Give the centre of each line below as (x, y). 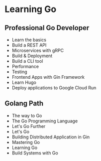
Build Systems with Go (35, 153)
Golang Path (24, 104)
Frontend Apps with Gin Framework (48, 77)
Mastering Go (26, 142)
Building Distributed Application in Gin (51, 137)
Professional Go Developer (47, 28)
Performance (25, 66)
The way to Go (27, 115)
